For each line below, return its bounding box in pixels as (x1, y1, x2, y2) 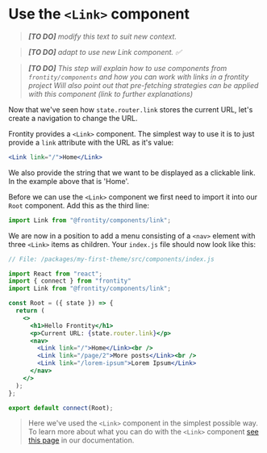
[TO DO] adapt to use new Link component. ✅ (27, 47, 181, 57)
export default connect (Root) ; (8, 404, 114, 412)
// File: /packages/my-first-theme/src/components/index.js (8, 255, 215, 263)
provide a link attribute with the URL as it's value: (8, 137, 174, 147)
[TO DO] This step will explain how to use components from (27, 63, 227, 73)
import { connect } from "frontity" (8, 277, 131, 285)
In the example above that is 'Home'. (8, 176, 130, 186)
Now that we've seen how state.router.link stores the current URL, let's (8, 104, 253, 114)
